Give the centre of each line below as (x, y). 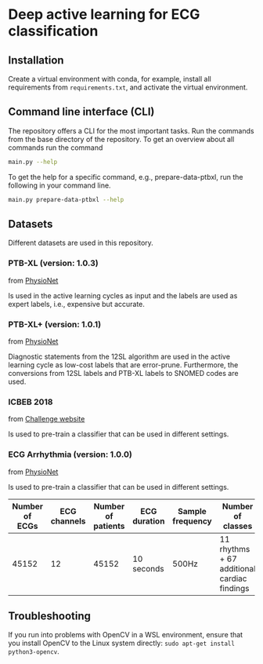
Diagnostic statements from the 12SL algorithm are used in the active (119, 356)
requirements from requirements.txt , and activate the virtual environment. (128, 87)
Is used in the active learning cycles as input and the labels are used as (123, 295)
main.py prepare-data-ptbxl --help (66, 199)
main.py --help (33, 162)
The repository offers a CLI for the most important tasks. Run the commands (131, 130)
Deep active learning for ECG (104, 15)
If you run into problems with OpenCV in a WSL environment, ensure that (126, 635)
